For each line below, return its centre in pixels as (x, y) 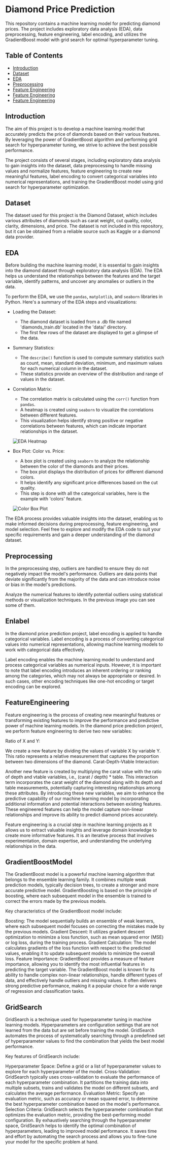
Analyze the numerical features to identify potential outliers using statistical (84, 594)
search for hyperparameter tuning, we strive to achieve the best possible (81, 145)
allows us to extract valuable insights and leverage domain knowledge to (81, 830)
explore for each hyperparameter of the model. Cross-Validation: (73, 1072)
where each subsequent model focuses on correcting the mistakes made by (85, 926)
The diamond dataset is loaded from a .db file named (75, 322)
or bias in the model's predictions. (41, 584)
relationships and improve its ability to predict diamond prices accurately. (82, 814)
